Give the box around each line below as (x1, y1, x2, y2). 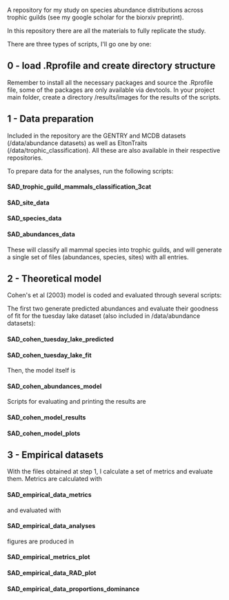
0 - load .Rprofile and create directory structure (7, 60, 216, 72)
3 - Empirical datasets (7, 449, 103, 460)
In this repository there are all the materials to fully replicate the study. (7, 27, 206, 35)
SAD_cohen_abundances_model (7, 382, 102, 390)
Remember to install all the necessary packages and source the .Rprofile (7, 78, 213, 86)
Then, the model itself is (7, 366, 76, 375)
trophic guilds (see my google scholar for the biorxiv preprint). (7, 13, 184, 21)
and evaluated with (7, 506, 61, 514)
